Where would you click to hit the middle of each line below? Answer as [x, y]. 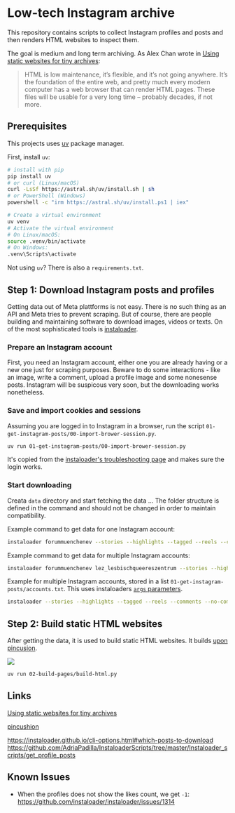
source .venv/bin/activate [47, 241]
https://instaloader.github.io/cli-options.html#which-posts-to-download [110, 740]
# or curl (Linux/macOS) [43, 183]
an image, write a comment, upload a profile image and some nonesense [112, 378]
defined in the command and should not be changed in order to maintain [112, 508]
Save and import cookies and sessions [74, 411]
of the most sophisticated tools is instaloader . [73, 329]
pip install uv [29, 176]
